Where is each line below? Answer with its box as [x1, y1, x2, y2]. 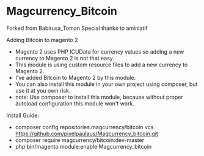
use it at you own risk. [15, 87, 71, 94]
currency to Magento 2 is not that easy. [15, 54, 115, 62]
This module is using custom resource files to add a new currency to [15, 61, 188, 68]
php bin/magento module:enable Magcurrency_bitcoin [15, 143, 151, 150]
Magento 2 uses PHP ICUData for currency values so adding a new [15, 48, 184, 55]
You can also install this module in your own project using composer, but [15, 80, 198, 88]
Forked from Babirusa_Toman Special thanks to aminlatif [6, 24, 148, 32]
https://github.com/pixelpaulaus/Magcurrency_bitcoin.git [15, 130, 159, 137]
